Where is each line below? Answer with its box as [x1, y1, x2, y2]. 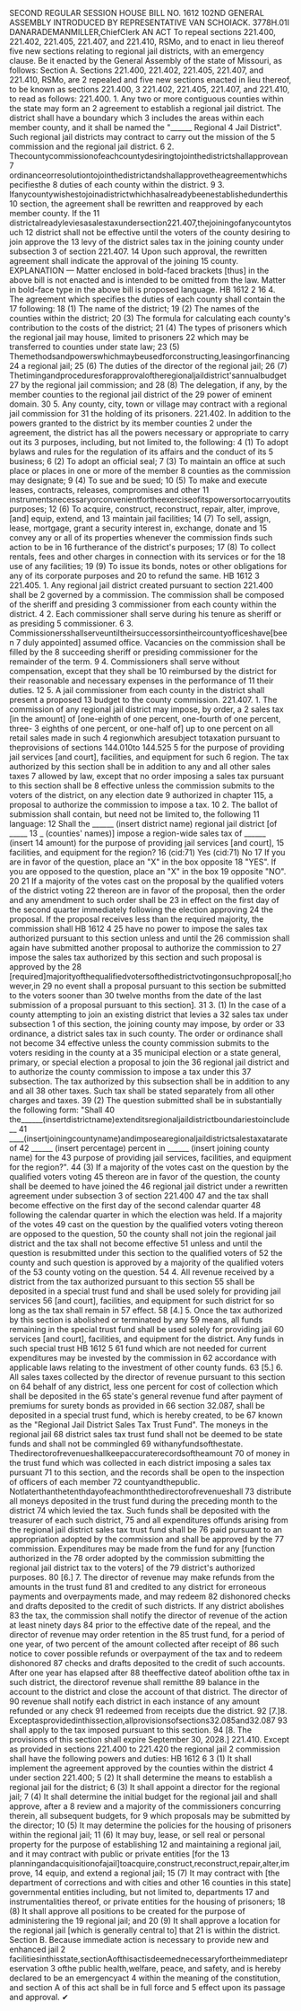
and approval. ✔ [9, 1992, 69, 2002]
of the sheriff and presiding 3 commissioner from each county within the [9, 599, 278, 610]
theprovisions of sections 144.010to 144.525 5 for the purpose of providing [9, 742, 285, 752]
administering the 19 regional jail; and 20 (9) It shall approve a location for [9, 1916, 280, 1926]
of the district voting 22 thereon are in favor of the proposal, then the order [9, 885, 286, 896]
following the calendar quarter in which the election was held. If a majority [9, 1209, 283, 1220]
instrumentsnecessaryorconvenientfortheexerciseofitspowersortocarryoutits [9, 494, 291, 505]
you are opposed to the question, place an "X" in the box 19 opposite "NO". [9, 866, 287, 876]
